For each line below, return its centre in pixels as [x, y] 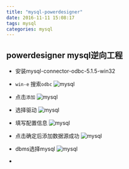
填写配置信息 [31, 123]
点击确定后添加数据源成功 [47, 136]
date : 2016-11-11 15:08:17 [40, 18]
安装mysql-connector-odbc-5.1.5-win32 [65, 71]
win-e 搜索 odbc [34, 84]
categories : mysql [30, 29]
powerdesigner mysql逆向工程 [64, 55]
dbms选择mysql [35, 149]
